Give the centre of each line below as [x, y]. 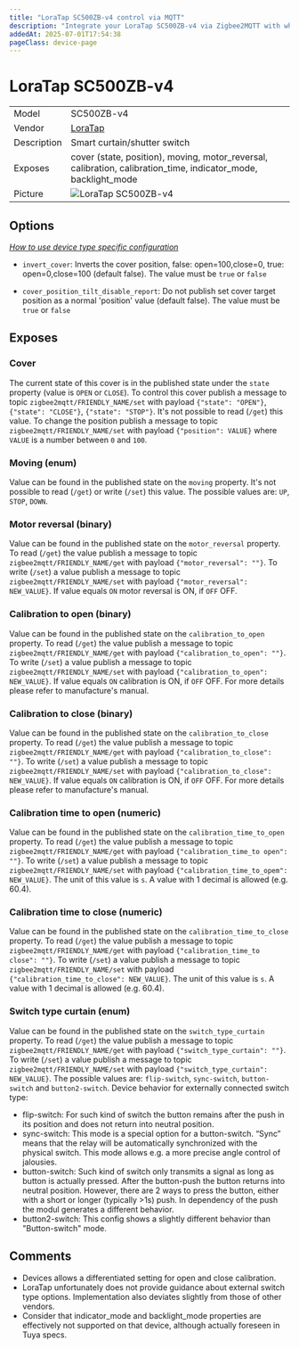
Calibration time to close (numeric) [86, 912]
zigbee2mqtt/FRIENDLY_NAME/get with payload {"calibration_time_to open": [149, 851]
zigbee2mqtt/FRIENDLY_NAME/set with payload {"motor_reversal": [129, 581]
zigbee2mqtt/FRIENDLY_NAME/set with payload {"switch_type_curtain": [139, 1069]
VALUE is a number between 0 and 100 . [78, 440]
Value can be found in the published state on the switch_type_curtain [137, 1031]
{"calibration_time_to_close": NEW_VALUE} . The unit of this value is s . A [142, 979]
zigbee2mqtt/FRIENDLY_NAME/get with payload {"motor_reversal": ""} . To [143, 563]
